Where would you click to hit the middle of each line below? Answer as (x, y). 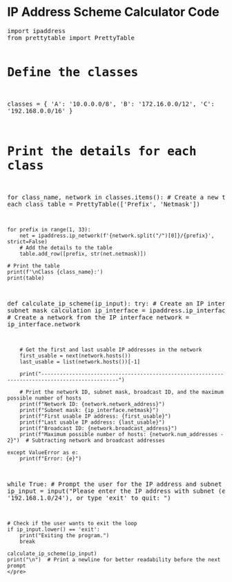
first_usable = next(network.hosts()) (75, 356)
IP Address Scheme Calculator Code (113, 12)
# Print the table (33, 266)
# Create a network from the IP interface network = (98, 317)
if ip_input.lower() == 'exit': (54, 529)
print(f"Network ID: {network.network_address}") (93, 404)
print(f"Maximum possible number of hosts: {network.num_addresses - (122, 434)
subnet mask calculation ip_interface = (77, 310)
